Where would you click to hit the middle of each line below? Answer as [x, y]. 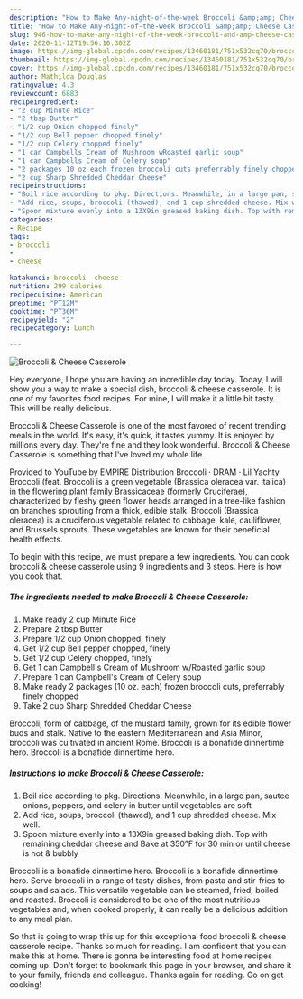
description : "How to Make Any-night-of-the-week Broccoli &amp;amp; [143, 18]
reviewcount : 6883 [44, 93]
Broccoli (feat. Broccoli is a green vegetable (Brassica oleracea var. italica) [148, 482]
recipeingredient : [44, 102]
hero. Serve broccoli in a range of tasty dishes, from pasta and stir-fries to [147, 881]
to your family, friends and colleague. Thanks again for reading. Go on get [147, 975]
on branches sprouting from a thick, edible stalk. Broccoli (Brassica [134, 511]
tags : [19, 236]
